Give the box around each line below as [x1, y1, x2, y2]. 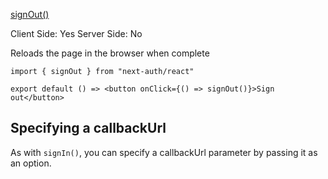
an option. [10, 157, 52, 169]
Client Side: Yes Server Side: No [10, 28, 143, 39]
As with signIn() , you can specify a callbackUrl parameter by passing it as [10, 146, 318, 158]
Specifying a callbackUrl [10, 120, 167, 137]
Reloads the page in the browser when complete [10, 47, 210, 59]
